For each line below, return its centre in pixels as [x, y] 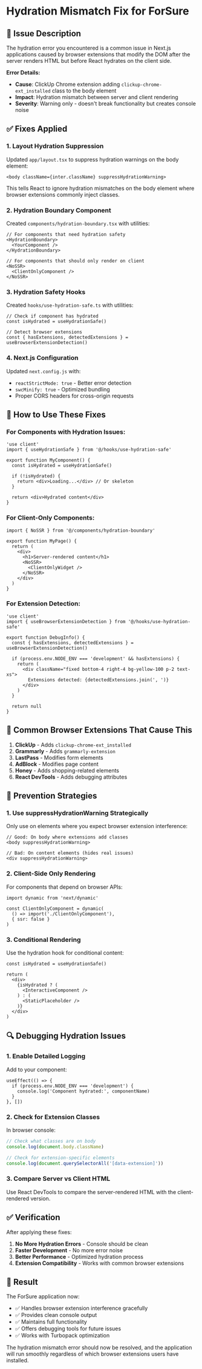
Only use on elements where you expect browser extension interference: [97, 826]
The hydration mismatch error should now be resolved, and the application [99, 1348]
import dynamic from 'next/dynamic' [52, 898]
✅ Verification [33, 1217]
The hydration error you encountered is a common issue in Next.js [89, 48]
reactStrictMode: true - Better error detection [73, 383]
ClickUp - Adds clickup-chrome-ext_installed [73, 745]
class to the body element [84, 91]
